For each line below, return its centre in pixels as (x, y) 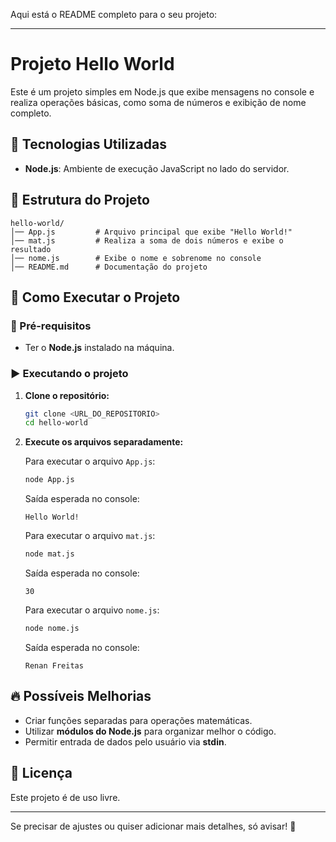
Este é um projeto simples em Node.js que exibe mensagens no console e (162, 91)
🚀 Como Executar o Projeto (95, 297)
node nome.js (52, 629)
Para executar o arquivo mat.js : (90, 536)
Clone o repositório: (67, 395)
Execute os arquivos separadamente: (104, 442)
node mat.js (49, 554)
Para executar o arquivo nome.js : (92, 610)
